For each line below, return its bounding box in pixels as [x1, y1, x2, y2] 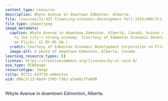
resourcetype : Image [5, 68, 48, 73]
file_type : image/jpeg [5, 21, 52, 26]
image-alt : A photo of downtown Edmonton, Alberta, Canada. [9, 49, 137, 54]
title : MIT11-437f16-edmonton [5, 72, 68, 77]
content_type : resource [5, 7, 55, 12]
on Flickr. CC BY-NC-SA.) [14, 40, 68, 45]
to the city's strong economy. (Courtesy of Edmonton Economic [14, 35, 149, 40]
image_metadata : [5, 26, 39, 31]
